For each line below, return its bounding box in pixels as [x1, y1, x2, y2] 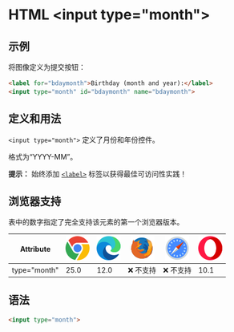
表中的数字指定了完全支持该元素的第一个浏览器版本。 [8, 217, 184, 227]
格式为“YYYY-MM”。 [8, 152, 78, 161]
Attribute [19, 244, 50, 253]
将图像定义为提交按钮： [8, 63, 86, 71]
